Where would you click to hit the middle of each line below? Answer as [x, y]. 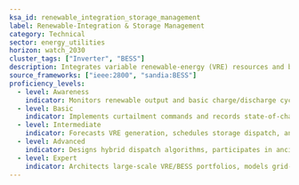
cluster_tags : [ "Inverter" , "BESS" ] [77, 59]
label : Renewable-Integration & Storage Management [107, 26]
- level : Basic [45, 109]
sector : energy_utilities [57, 42]
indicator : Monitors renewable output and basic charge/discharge [151, 100]
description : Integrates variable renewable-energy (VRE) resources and [147, 68]
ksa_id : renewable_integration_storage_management [105, 17]
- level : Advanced [52, 141]
